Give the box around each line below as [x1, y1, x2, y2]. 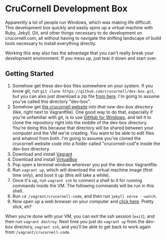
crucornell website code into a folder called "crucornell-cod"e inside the [12, 141, 160, 146]
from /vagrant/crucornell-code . [5, 229, 71, 235]
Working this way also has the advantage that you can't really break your [5, 50, 154, 56]
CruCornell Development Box [5, 3, 128, 14]
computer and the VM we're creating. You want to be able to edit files [12, 130, 155, 136]
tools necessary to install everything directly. [5, 40, 97, 46]
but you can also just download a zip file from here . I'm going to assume [12, 93, 160, 99]
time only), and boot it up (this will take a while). [12, 172, 111, 178]
